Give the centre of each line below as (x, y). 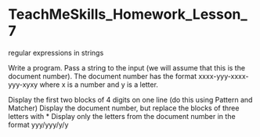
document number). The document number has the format (103, 76)
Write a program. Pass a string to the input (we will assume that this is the (126, 67)
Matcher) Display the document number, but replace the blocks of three (124, 108)
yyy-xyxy (23, 85)
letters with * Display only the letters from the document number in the (122, 116)
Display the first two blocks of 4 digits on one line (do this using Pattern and (130, 99)
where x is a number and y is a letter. (99, 85)
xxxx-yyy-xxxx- (224, 76)
